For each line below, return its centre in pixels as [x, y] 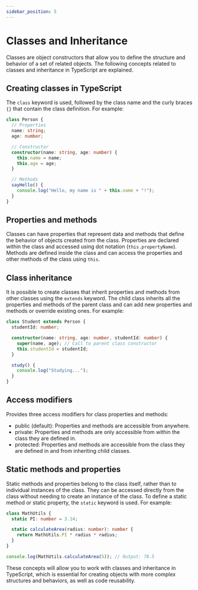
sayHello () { [27, 185]
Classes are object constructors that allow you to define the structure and [96, 57]
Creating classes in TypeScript [64, 88]
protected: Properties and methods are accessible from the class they [100, 445]
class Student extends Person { [46, 322]
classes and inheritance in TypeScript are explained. [70, 70]
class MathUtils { [29, 513]
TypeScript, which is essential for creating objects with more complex [91, 574]
